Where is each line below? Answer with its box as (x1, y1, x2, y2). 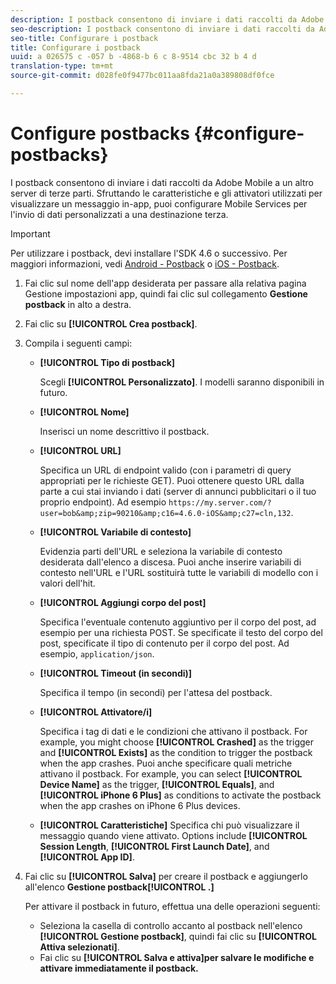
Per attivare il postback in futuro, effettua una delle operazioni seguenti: (24, 900, 321, 912)
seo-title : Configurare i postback (10, 33, 159, 43)
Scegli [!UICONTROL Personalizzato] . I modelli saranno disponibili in (39, 376, 325, 388)
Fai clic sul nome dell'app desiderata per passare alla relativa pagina (24, 277, 307, 289)
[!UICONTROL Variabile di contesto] (39, 526, 192, 538)
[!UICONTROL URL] (39, 444, 122, 456)
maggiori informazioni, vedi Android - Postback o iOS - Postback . (10, 257, 280, 270)
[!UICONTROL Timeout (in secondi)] (39, 667, 193, 679)
